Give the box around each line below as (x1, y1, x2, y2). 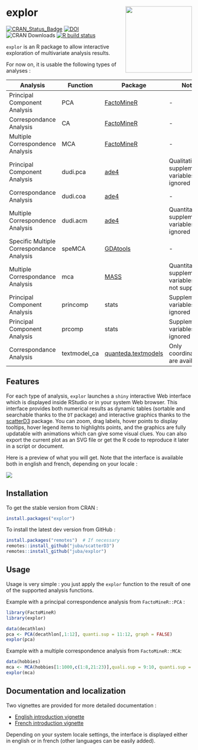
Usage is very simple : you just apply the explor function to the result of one (6, 580, 191, 587)
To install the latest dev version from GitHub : (6, 526, 116, 533)
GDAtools (104, 244, 131, 253)
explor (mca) (6, 670, 35, 676)
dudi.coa (61, 192, 87, 200)
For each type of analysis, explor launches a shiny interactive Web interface (6, 392, 192, 399)
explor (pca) (6, 637, 35, 643)
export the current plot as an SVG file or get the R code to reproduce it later (6, 436, 189, 443)
